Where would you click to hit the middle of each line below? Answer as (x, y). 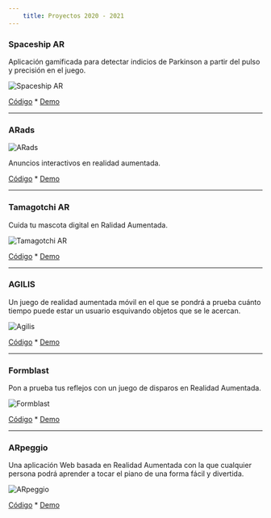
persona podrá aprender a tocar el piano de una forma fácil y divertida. (126, 474)
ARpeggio (28, 448)
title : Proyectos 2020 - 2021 (74, 16)
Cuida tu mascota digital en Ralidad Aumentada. (88, 225)
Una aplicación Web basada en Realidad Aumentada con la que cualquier (130, 466)
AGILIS (22, 285)
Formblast (29, 370)
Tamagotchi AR (39, 207)
